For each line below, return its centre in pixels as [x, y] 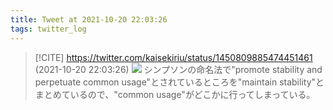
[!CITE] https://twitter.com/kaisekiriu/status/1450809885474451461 [173, 57]
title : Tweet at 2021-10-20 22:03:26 [89, 19]
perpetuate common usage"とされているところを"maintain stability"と [179, 82]
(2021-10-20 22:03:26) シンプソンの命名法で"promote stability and [178, 69]
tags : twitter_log [48, 29]
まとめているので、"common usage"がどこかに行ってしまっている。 [175, 94]
